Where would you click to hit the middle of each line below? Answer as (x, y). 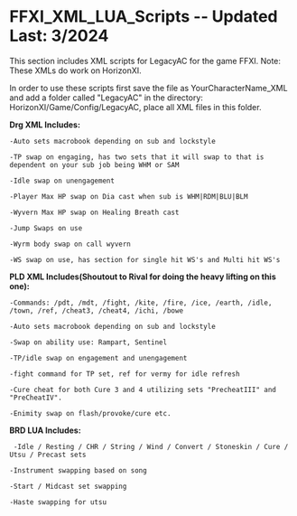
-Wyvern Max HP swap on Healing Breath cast (94, 212)
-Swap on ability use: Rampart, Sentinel (88, 342)
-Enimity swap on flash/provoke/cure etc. (90, 413)
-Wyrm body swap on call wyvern (70, 244)
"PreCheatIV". (36, 398)
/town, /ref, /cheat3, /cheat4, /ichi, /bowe (96, 310)
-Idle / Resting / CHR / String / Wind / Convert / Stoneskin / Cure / (151, 446)
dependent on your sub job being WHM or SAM (94, 164)
